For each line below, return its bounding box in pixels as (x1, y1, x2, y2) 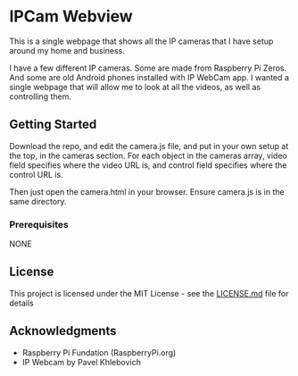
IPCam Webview (9, 6, 134, 27)
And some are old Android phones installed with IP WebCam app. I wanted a (9, 71, 290, 82)
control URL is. (9, 169, 64, 180)
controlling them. (9, 91, 71, 102)
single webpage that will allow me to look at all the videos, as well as (9, 81, 261, 92)
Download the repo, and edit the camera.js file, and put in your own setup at (9, 140, 289, 151)
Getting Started (9, 117, 97, 132)
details (9, 297, 34, 308)
